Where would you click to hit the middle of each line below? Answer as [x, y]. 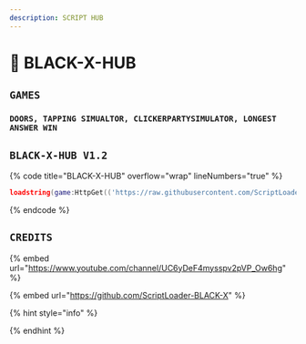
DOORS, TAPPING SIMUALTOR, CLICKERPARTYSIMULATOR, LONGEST [143, 119]
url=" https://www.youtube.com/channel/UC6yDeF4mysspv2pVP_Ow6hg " [148, 268]
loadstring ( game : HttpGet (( [61, 192]
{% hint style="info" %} [54, 313]
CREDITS [31, 238]
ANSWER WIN [33, 128]
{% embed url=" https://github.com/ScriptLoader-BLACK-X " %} [127, 295]
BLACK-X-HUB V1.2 [58, 155]
